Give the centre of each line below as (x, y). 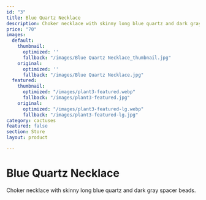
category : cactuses (31, 120)
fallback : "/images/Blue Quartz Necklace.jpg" (83, 75)
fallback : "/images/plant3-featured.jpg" (76, 98)
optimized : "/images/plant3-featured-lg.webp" (83, 109)
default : (23, 40)
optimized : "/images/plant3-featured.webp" (79, 92)
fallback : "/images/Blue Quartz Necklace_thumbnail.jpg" (97, 58)
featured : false (27, 126)
